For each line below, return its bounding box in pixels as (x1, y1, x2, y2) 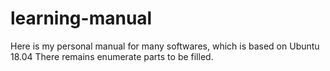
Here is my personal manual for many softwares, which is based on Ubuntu (10, 40, 320, 52)
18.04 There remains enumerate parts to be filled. (10, 50, 214, 62)
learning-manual (10, 7, 153, 30)
